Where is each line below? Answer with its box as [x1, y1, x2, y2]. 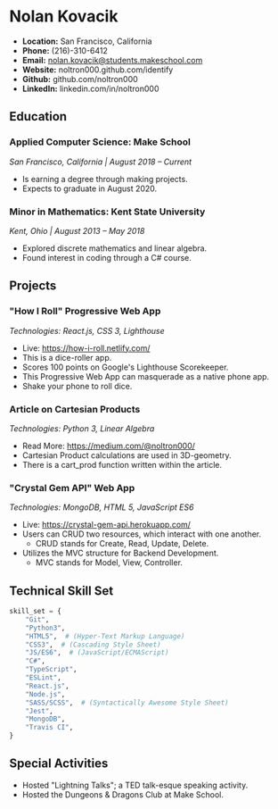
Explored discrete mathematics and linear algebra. [21, 243, 208, 254]
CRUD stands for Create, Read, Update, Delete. [35, 538, 209, 549]
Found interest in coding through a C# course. [21, 252, 192, 263]
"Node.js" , [25, 689, 66, 698]
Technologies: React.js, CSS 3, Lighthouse [9, 325, 165, 336]
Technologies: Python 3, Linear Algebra [9, 422, 155, 434]
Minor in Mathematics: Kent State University [9, 205, 206, 218]
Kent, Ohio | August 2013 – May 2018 [9, 225, 145, 236]
